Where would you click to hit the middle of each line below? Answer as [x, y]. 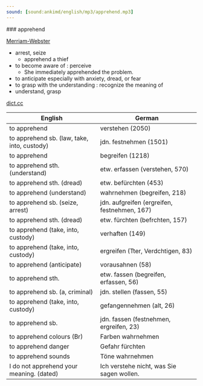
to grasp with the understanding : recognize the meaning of [89, 85]
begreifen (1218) [125, 155]
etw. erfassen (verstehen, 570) [144, 169]
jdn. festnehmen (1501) [134, 142]
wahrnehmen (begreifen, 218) [143, 193]
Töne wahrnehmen [127, 356]
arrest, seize [31, 53]
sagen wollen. [120, 373]
